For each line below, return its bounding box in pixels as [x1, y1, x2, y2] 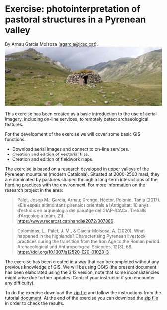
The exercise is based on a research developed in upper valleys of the [5, 166, 149, 172]
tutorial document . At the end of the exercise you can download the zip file [5, 295, 158, 301]
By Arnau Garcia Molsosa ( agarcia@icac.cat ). [5, 41, 98, 47]
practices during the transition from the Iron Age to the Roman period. [17, 238, 161, 244]
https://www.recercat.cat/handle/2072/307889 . [17, 218, 115, 224]
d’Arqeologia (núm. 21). [17, 213, 65, 219]
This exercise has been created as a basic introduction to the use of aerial [5, 111, 157, 117]
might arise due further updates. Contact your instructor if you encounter [5, 274, 155, 280]
